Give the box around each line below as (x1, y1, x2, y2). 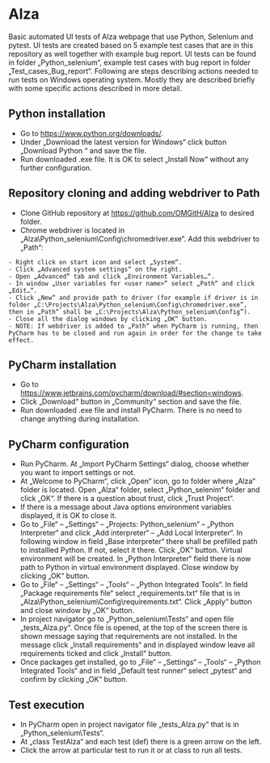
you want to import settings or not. (19, 468, 136, 478)
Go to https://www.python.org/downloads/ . (19, 128, 163, 138)
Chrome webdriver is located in (19, 225, 125, 235)
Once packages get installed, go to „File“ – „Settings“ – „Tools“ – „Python (19, 658, 261, 667)
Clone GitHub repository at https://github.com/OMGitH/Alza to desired (19, 208, 255, 217)
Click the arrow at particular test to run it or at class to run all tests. (19, 745, 243, 755)
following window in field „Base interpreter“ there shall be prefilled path (19, 537, 258, 547)
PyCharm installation (8, 358, 117, 371)
